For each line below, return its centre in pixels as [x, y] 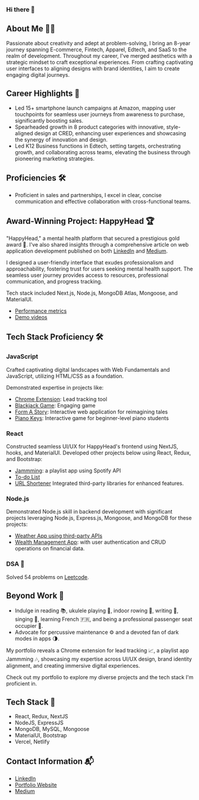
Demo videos [31, 317]
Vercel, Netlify [32, 742]
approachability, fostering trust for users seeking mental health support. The [99, 269]
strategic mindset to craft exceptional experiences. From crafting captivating [100, 62]
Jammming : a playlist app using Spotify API [68, 471]
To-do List [27, 477]
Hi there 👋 [21, 10]
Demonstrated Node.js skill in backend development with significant [89, 512]
